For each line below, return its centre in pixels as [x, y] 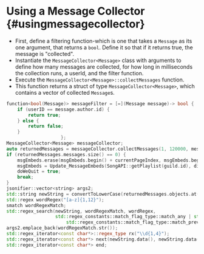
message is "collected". [45, 53]
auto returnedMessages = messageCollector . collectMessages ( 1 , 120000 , [97, 149]
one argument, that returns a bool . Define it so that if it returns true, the [104, 47]
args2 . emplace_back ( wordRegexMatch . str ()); [62, 228]
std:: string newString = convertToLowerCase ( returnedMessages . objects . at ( [103, 194]
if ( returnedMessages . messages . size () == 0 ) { [66, 154]
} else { [28, 121]
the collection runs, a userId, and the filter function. [79, 73]
